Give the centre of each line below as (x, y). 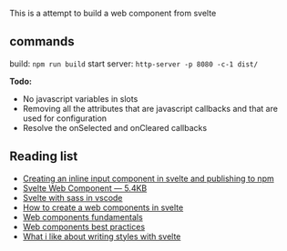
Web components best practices (84, 226)
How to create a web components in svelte (103, 207)
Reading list (44, 157)
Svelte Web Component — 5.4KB (85, 188)
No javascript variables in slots (80, 98)
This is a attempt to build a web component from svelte (113, 13)
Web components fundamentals (82, 216)
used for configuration (65, 118)
